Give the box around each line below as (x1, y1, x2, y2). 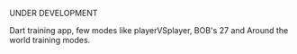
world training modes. (9, 35, 91, 45)
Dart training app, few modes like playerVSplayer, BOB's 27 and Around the (9, 25, 289, 35)
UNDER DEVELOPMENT (9, 8, 98, 18)
